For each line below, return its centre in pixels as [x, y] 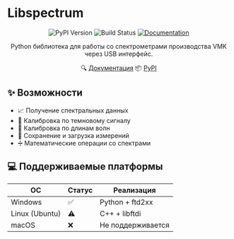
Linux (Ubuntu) [36, 214]
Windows [27, 202]
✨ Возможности [45, 93]
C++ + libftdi [120, 214]
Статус [80, 190]
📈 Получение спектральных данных [73, 110]
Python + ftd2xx [126, 202]
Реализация [134, 190]
